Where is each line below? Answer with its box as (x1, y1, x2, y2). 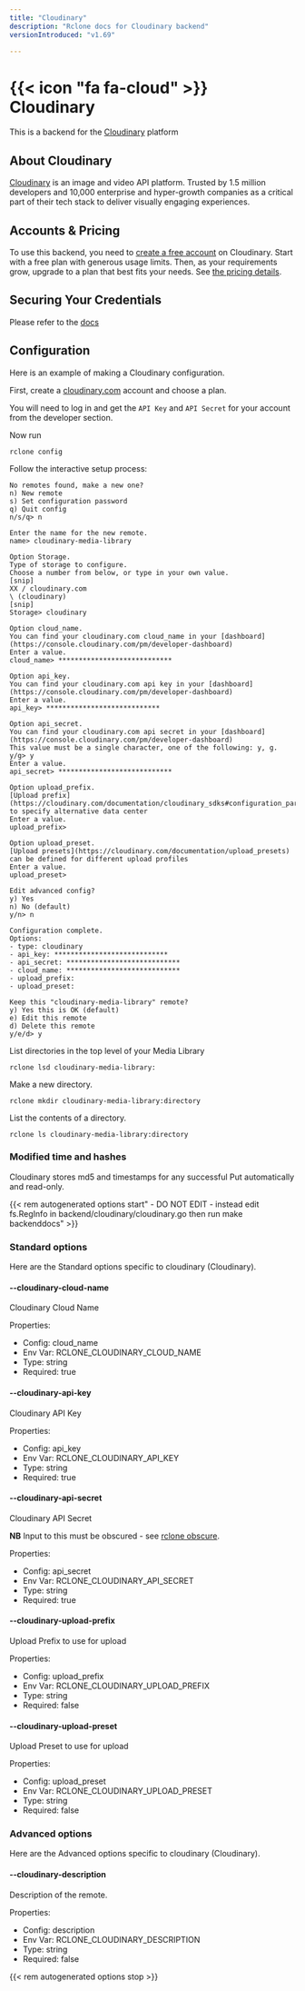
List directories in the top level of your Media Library (9, 1045, 205, 1056)
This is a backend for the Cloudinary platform (9, 126, 179, 137)
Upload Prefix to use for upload (9, 1635, 127, 1646)
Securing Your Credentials (9, 293, 162, 308)
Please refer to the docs (9, 316, 100, 327)
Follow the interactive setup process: (9, 463, 148, 473)
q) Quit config (9, 504, 67, 513)
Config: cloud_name (22, 1338, 98, 1349)
